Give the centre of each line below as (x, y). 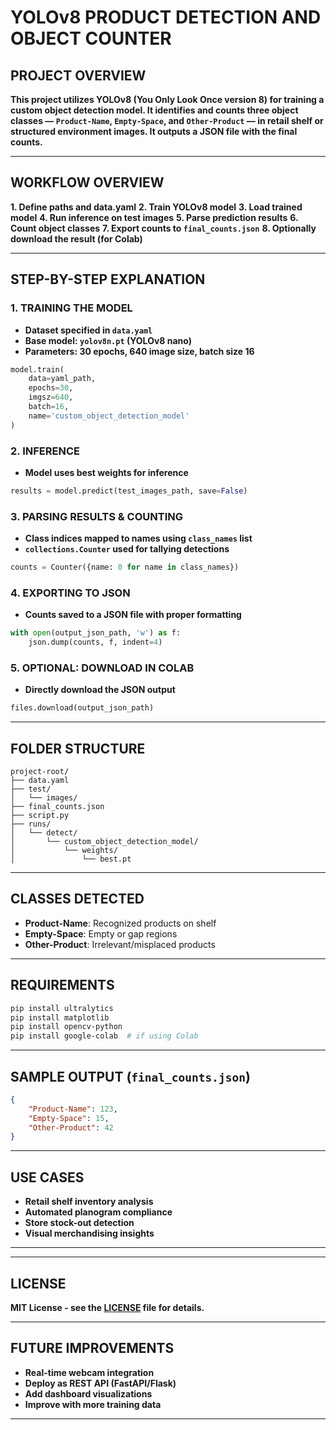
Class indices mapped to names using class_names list (138, 538)
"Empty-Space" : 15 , (69, 1118)
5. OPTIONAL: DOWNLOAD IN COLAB (102, 668)
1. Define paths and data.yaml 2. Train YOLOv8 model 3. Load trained (156, 207)
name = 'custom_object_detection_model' (109, 416)
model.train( (37, 369)
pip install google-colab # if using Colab (104, 1036)
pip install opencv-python (66, 1027)
